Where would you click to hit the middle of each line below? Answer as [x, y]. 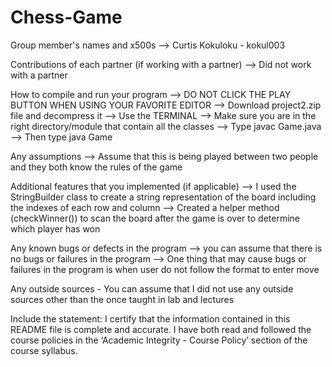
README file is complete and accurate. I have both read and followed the [161, 329]
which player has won [55, 228]
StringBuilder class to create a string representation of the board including [163, 197]
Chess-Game [66, 17]
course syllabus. [44, 350]
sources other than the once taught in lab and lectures [122, 299]
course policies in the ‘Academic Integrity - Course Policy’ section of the [159, 340]
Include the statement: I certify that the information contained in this [150, 318]
